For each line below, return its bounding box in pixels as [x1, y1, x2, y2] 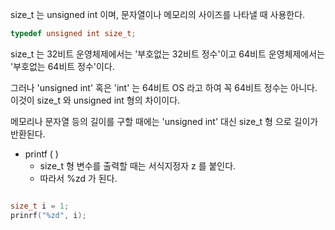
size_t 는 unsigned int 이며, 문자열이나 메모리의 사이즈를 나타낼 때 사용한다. [10, 9, 306, 20]
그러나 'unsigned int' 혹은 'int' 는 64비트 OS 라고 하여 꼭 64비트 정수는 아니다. [10, 81, 318, 93]
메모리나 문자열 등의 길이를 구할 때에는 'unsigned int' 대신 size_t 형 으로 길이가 [10, 115, 319, 127]
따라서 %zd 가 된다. [39, 172, 118, 184]
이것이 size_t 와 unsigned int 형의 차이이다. [10, 94, 181, 106]
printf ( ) [24, 148, 59, 160]
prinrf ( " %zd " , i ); [10, 210, 87, 220]
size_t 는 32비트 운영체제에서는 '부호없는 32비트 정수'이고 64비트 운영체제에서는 [10, 48, 325, 60]
